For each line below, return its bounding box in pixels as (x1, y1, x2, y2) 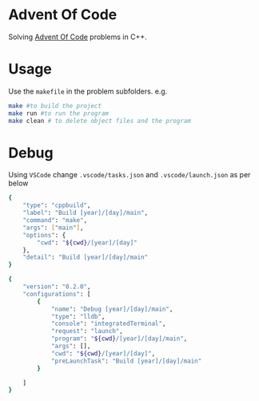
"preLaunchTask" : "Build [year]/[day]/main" (50, 357, 202, 365)
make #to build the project (8, 101, 102, 109)
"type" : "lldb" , (50, 312, 106, 320)
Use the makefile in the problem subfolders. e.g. (8, 86, 168, 96)
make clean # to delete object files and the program (8, 117, 192, 125)
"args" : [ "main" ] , (22, 224, 84, 232)
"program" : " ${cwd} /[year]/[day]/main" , (50, 335, 188, 343)
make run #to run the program (8, 109, 110, 117)
